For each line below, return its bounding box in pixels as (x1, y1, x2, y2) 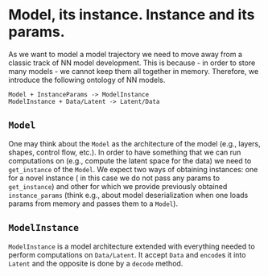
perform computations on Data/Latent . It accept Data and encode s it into (8, 249, 246, 259)
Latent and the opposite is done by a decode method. (8, 258, 183, 268)
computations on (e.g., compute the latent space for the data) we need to (8, 155, 252, 166)
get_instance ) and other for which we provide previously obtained (8, 181, 228, 191)
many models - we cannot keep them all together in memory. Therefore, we (8, 66, 259, 76)
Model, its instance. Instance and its (8, 6, 255, 24)
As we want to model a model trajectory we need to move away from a (8, 49, 243, 59)
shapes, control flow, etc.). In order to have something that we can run (8, 147, 241, 157)
